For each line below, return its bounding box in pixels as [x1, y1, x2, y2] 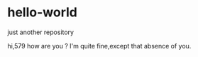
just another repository [7, 28, 75, 36]
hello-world [7, 4, 78, 21]
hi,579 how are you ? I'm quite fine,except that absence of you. [7, 41, 192, 50]
